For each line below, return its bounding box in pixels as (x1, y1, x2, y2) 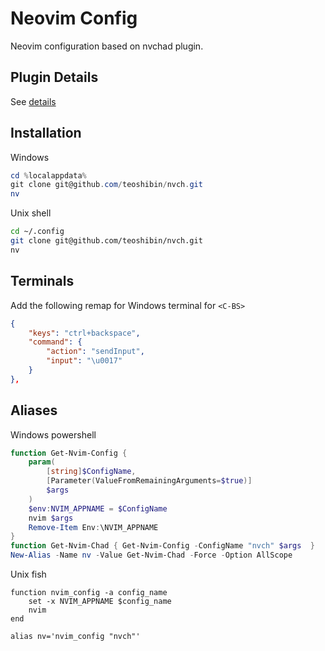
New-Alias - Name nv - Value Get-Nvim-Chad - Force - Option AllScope (10, 550, 293, 561)
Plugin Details (10, 69, 99, 86)
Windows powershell (10, 428, 97, 441)
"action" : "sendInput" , (46, 347, 145, 357)
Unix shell (10, 207, 52, 219)
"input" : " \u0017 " (46, 356, 123, 366)
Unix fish (10, 568, 47, 581)
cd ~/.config (10, 227, 65, 237)
